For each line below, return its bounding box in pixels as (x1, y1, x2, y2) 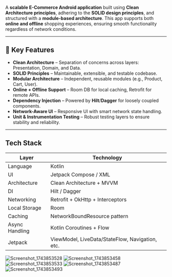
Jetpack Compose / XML (50, 171, 111, 178)
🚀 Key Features (5, 46, 55, 54)
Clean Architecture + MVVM (50, 179, 118, 186)
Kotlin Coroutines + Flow (50, 224, 110, 231)
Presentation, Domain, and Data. (12, 65, 81, 71)
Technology (92, 154, 122, 161)
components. (12, 102, 41, 109)
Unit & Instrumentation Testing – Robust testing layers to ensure (12, 114, 150, 120)
